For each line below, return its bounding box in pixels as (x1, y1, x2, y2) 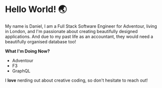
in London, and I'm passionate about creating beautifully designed (5, 28, 138, 34)
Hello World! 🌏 (5, 4, 67, 15)
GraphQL (12, 68, 31, 73)
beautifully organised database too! (5, 38, 76, 44)
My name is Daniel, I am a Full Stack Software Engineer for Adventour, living (5, 23, 157, 29)
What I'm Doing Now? (5, 48, 50, 54)
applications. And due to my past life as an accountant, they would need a (5, 34, 153, 39)
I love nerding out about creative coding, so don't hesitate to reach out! (5, 77, 148, 83)
